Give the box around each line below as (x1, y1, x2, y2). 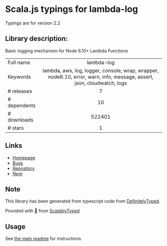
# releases (7, 87, 32, 94)
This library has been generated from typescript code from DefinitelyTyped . (5, 198, 161, 204)
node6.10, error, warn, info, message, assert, (48, 73, 154, 80)
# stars (7, 124, 24, 131)
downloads (7, 116, 34, 123)
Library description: (5, 34, 68, 43)
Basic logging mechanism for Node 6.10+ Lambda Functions (5, 47, 128, 53)
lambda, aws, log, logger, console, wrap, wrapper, (42, 67, 159, 74)
